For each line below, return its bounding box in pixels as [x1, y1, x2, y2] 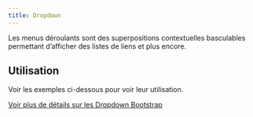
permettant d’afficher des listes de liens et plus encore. [8, 41, 187, 51]
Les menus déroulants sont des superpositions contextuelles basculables [8, 33, 246, 42]
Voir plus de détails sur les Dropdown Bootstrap [8, 100, 163, 110]
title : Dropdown [8, 11, 61, 20]
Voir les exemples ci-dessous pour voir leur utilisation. [8, 85, 184, 94]
